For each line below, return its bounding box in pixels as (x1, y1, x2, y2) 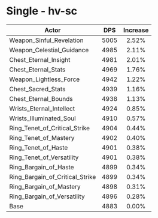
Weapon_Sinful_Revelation (9, 36, 84, 44)
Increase (123, 26, 149, 34)
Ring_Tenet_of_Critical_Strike (9, 124, 90, 132)
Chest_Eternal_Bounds (9, 94, 73, 103)
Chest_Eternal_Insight (9, 55, 71, 64)
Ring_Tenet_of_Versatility (9, 153, 79, 162)
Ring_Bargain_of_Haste (9, 163, 74, 171)
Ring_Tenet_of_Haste (9, 143, 68, 151)
